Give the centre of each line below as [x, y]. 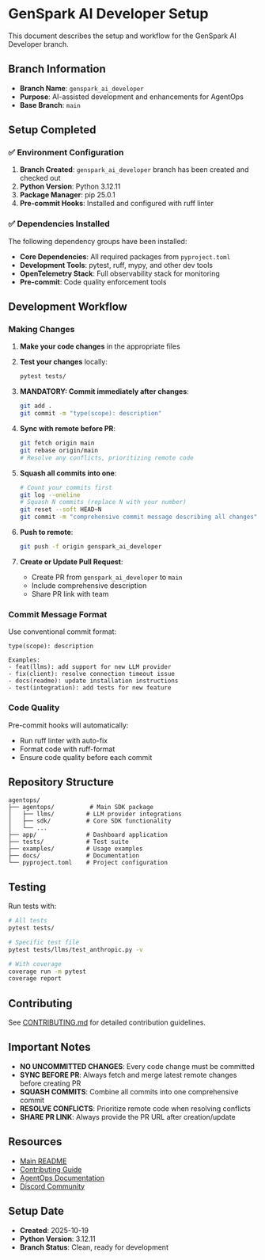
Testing [27, 887]
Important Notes [49, 1047]
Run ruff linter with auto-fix [64, 740]
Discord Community [52, 1186]
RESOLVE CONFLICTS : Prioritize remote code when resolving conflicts [135, 1108]
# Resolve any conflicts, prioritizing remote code [106, 458]
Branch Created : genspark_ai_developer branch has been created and [134, 170]
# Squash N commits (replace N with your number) [103, 502]
